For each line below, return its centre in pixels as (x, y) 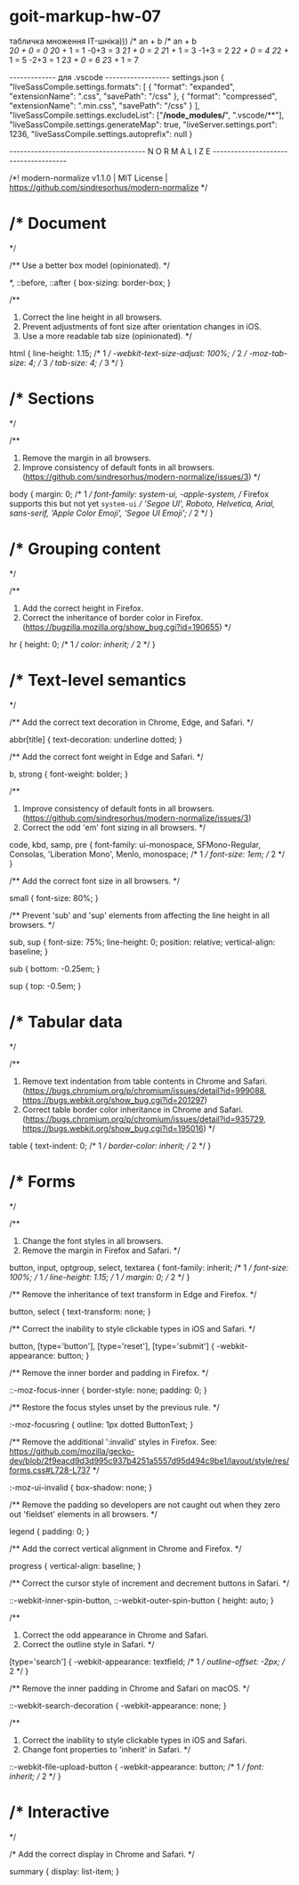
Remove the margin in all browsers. (86, 458)
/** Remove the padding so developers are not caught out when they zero (145, 1504)
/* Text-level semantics (98, 680)
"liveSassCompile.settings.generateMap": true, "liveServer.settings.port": (143, 124)
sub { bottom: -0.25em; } (55, 969)
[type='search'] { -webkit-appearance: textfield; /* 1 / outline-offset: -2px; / (147, 1662)
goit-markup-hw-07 (85, 16)
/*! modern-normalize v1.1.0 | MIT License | (89, 178)
